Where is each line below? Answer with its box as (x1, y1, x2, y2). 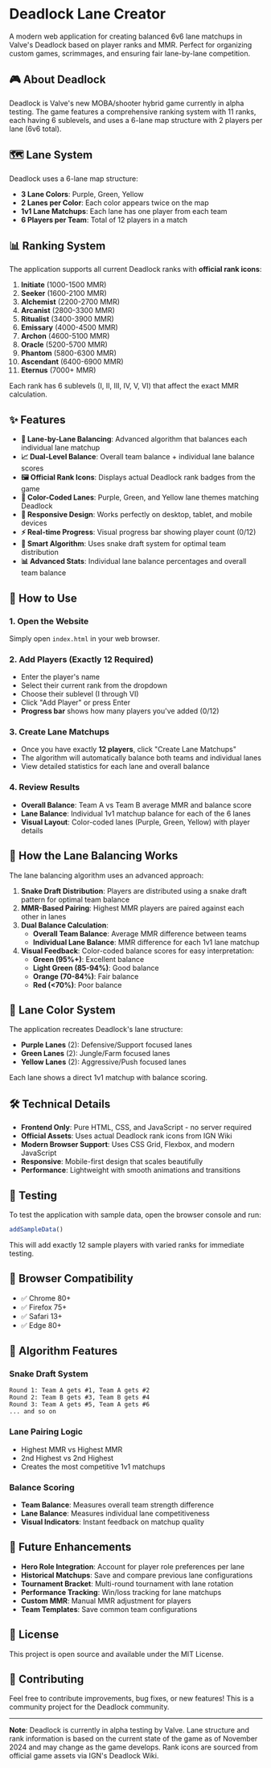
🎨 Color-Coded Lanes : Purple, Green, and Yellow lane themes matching (20, 492, 260, 503)
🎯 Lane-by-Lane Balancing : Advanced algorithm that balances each (20, 434, 248, 444)
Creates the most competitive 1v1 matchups (20, 1462, 166, 1471)
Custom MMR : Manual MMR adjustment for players (20, 1596, 191, 1606)
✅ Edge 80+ (20, 1320, 63, 1330)
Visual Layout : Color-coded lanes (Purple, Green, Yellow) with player (20, 817, 250, 827)
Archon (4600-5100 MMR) (20, 331, 110, 341)
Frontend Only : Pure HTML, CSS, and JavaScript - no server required (20, 1123, 252, 1133)
